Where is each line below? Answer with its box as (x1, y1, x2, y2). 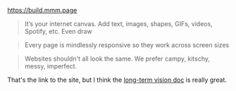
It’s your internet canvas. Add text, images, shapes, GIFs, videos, (24, 20, 213, 28)
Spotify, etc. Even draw (24, 28, 93, 35)
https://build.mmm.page (7, 6, 77, 14)
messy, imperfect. (24, 62, 77, 70)
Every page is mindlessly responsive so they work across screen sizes (24, 41, 230, 49)
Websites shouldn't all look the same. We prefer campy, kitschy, (24, 54, 210, 63)
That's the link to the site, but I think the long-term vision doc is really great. (7, 75, 228, 84)
